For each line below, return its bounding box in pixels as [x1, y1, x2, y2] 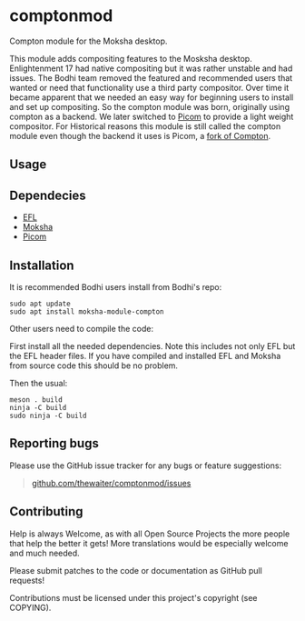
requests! [9, 575, 45, 586]
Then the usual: [9, 377, 68, 388]
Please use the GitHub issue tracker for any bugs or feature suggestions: [9, 460, 282, 471]
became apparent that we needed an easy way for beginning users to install [9, 92, 294, 103]
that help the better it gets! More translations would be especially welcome [9, 537, 289, 548]
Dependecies [9, 187, 86, 203]
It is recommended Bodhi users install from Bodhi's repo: [9, 281, 222, 292]
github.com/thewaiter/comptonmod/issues [31, 477, 192, 488]
